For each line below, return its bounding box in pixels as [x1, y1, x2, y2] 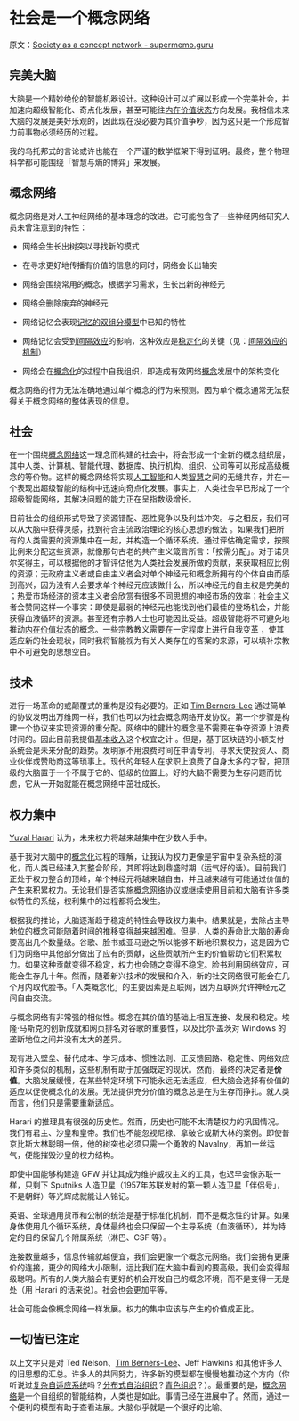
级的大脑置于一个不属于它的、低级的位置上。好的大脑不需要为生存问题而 [9, 767, 274, 778]
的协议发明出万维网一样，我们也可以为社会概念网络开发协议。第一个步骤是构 [9, 712, 290, 723]
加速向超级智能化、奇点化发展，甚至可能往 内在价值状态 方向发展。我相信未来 [9, 104, 290, 115]
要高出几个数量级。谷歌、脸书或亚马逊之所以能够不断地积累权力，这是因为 [9, 937, 282, 947]
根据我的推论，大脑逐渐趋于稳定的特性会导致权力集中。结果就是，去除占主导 [9, 915, 290, 925]
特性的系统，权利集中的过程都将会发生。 [16, 896, 166, 906]
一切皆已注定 [9, 1332, 80, 1347]
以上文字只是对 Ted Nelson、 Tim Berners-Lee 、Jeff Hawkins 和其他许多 [9, 1357, 275, 1368]
